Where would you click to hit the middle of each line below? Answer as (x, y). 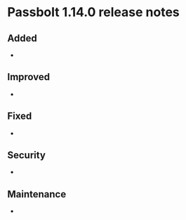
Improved (29, 77)
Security (26, 155)
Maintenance (37, 194)
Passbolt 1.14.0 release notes (94, 12)
